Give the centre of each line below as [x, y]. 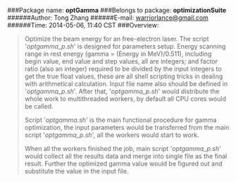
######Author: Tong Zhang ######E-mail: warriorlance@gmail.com [108, 18]
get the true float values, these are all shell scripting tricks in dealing [124, 76]
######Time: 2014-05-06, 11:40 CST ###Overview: [83, 25]
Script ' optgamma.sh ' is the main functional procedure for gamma [120, 120]
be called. [39, 106]
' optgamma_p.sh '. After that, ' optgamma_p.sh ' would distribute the [122, 91]
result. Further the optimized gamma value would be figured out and [124, 164]
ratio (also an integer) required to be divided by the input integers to [123, 69]
